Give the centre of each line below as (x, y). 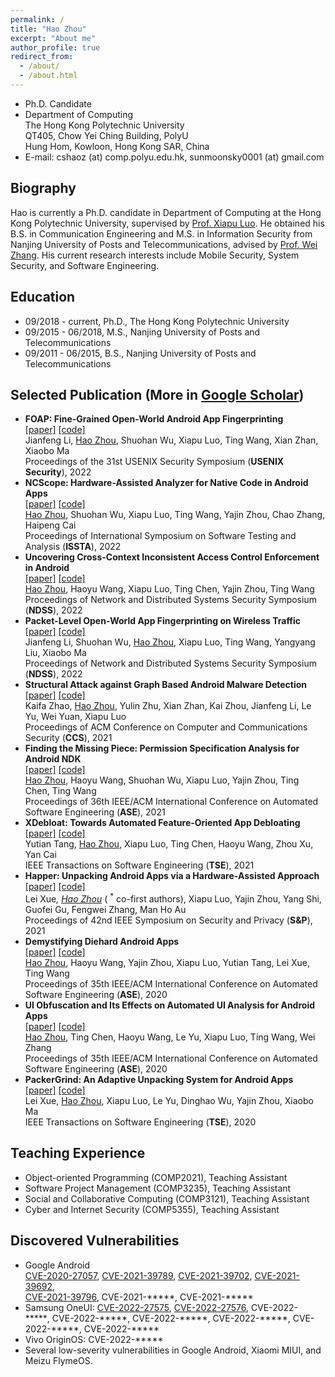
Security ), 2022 (58, 472)
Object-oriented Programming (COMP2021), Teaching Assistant (156, 1177)
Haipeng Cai (50, 525)
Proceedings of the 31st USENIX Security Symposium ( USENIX (154, 462)
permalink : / (37, 19)
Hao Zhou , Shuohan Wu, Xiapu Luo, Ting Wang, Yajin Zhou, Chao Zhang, (175, 515)
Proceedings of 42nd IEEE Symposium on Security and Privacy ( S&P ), (168, 920)
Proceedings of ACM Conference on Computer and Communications (166, 727)
